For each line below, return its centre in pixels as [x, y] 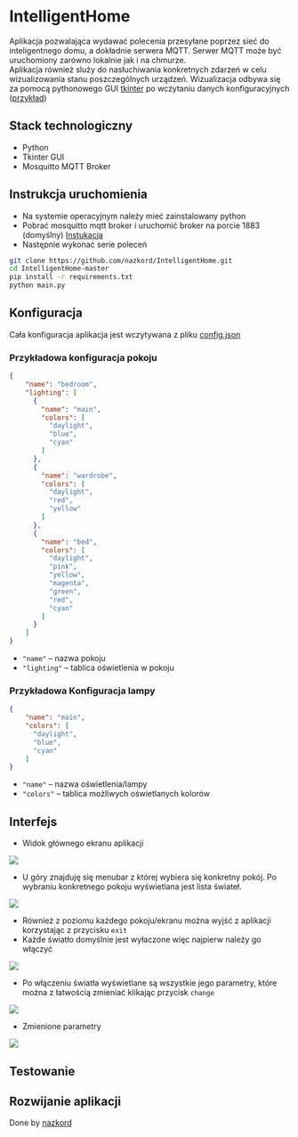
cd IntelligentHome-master [59, 269]
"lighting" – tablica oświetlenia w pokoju [98, 668]
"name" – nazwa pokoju [64, 658]
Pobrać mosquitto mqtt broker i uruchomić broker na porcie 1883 [141, 225]
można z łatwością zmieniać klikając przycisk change [118, 993]
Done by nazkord [41, 1123]
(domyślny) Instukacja [63, 234]
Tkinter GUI [43, 157]
